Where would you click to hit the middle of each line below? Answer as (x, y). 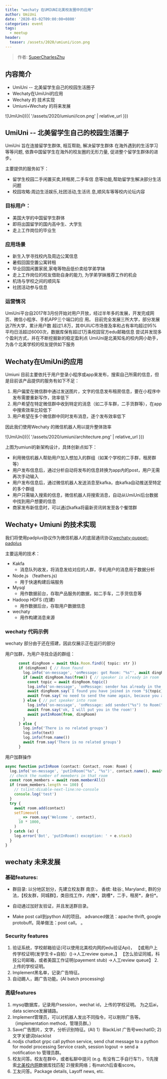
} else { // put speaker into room (60, 701)
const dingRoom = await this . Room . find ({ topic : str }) (77, 663)
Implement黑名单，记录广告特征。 (47, 972)
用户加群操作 (18, 757)
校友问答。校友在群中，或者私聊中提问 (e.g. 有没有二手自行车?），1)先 (83, 1059)
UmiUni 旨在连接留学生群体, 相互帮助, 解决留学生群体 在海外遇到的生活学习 (82, 146)
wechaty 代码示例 (27, 631)
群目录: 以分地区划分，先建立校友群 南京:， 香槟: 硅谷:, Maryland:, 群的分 (87, 889)
